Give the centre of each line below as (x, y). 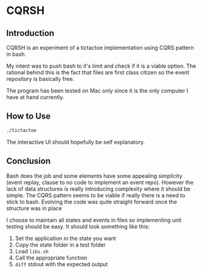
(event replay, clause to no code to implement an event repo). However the (100, 182)
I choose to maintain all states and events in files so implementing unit (94, 220)
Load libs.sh (32, 251)
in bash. (16, 54)
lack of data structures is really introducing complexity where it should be (98, 189)
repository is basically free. (40, 79)
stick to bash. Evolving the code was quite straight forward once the (92, 202)
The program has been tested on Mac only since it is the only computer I (97, 91)
